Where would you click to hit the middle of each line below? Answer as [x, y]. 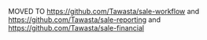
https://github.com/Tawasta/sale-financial [76, 28]
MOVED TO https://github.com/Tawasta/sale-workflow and [104, 11]
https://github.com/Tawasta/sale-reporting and [85, 20]
